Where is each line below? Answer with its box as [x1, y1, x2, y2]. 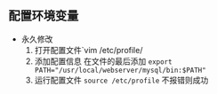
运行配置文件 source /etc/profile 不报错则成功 [34, 74, 209, 85]
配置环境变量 [8, 8, 79, 24]
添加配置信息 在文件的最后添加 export [34, 56, 173, 67]
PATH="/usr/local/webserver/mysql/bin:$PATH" [34, 66, 206, 74]
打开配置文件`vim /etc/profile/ [34, 44, 143, 55]
